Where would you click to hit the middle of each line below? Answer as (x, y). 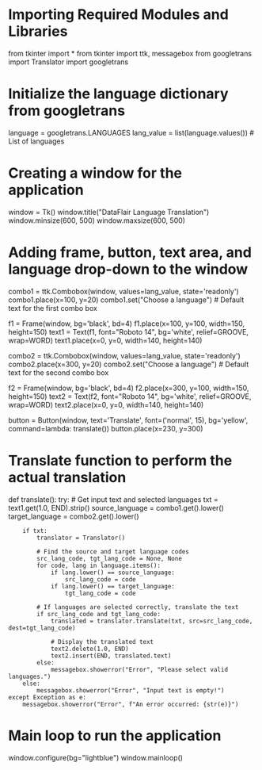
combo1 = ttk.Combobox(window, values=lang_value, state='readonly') (123, 291)
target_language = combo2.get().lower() (74, 516)
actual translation (67, 477)
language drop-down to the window (128, 269)
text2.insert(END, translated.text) (111, 656)
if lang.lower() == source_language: (113, 573)
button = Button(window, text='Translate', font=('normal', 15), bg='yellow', (128, 420)
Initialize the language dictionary (118, 94)
